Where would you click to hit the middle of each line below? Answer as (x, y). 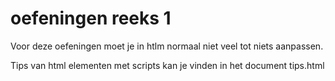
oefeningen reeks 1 (91, 18)
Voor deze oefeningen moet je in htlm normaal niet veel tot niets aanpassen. (167, 46)
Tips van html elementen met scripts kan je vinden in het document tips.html (167, 65)
